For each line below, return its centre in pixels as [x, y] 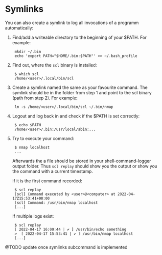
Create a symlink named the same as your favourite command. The [80, 87]
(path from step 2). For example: [45, 98]
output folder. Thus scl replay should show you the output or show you [85, 166]
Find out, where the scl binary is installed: [55, 65]
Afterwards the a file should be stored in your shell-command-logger [81, 161]
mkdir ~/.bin [28, 52]
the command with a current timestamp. [52, 171]
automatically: [19, 28]
